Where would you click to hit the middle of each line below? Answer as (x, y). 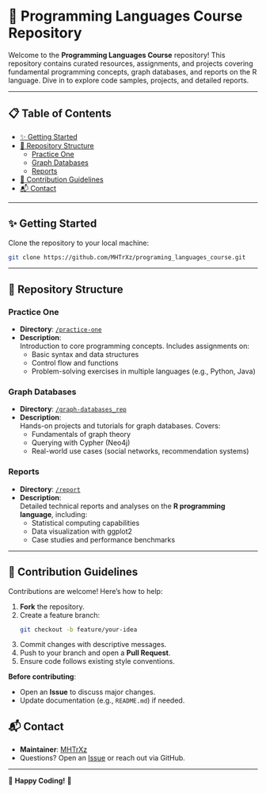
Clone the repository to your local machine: (79, 243)
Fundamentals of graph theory (81, 435)
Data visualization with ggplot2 (82, 531)
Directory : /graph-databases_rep (73, 409)
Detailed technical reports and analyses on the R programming (122, 506)
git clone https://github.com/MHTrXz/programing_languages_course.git (127, 257)
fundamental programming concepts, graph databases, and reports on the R (133, 71)
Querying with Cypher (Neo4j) (81, 442)
